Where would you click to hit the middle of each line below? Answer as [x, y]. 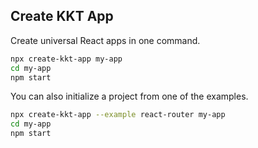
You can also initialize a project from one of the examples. [129, 96]
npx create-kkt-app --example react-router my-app [118, 115]
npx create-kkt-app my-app [66, 59]
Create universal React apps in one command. [105, 40]
